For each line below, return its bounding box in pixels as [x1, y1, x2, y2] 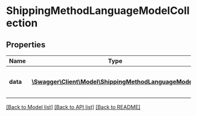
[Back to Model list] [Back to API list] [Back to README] [6, 104, 141, 110]
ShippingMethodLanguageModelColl [6, 4, 190, 17]
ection [6, 16, 38, 30]
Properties [6, 40, 46, 50]
